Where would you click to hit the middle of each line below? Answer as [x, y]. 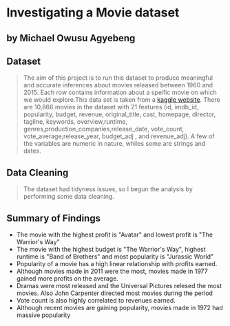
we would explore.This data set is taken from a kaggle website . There [122, 100]
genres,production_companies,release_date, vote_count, [104, 129]
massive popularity [43, 315]
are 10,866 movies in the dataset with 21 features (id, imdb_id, [111, 107]
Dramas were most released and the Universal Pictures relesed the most [119, 286]
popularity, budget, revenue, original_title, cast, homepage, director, [119, 114]
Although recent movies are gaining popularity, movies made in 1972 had [119, 308]
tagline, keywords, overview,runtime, [75, 122]
